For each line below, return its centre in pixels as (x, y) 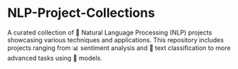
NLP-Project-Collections (81, 13)
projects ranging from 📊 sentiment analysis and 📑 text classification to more (119, 48)
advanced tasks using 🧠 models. (55, 58)
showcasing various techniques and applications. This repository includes (115, 39)
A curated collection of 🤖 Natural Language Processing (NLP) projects (110, 32)
